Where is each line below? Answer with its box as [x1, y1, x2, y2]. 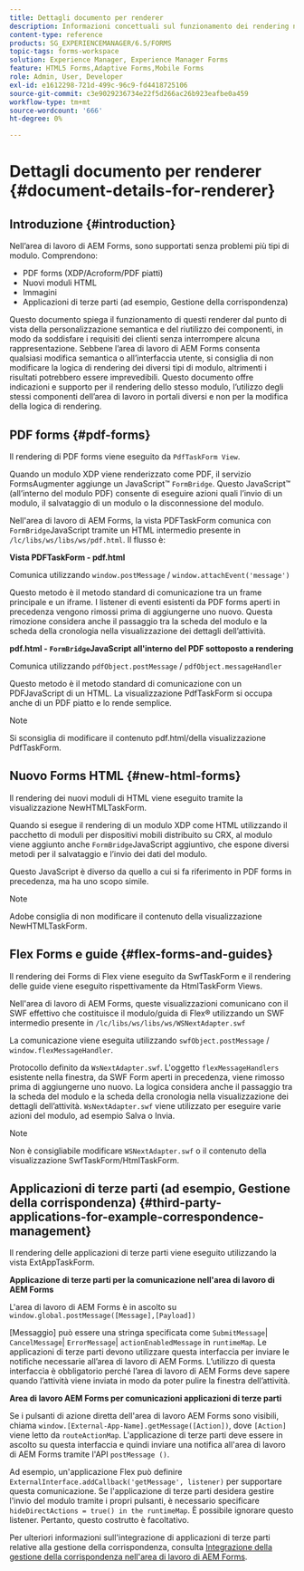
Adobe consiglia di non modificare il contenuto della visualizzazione [9, 911, 262, 921]
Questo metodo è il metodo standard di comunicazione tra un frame [9, 586, 262, 598]
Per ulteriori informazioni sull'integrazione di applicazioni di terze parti [9, 1532, 271, 1543]
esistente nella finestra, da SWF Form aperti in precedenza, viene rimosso [9, 1071, 285, 1083]
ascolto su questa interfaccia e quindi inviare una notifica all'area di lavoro [9, 1440, 287, 1451]
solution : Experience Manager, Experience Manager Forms [9, 55, 229, 64]
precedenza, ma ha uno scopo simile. [9, 875, 149, 886]
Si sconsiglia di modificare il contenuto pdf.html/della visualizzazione [9, 732, 267, 743]
